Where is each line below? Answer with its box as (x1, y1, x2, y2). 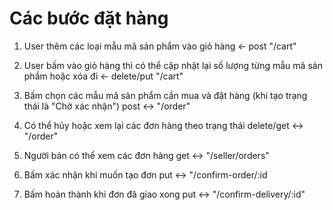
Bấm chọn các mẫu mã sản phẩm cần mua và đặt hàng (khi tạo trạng (23, 89, 308, 101)
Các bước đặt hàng (9, 7, 169, 30)
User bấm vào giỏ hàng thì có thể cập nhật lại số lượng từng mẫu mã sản (23, 59, 323, 71)
